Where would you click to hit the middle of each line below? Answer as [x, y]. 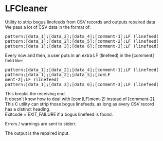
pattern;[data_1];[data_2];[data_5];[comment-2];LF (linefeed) [82, 41]
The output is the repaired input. [37, 133]
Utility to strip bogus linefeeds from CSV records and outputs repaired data [80, 22]
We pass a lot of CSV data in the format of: [48, 27]
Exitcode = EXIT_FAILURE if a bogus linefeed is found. [59, 114]
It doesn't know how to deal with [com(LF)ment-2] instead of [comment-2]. [80, 99]
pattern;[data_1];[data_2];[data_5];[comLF [58, 74]
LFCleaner [26, 9]
